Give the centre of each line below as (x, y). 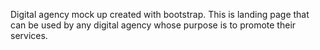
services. (29, 35)
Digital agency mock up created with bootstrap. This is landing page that (160, 14)
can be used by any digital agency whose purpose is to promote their (153, 25)
